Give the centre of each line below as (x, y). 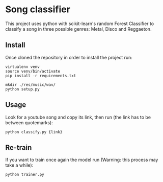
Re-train (19, 147)
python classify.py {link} (34, 132)
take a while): (19, 165)
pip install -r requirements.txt (41, 76)
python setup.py (22, 89)
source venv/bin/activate (33, 71)
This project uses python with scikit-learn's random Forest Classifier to (80, 24)
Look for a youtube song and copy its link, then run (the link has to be (78, 117)
